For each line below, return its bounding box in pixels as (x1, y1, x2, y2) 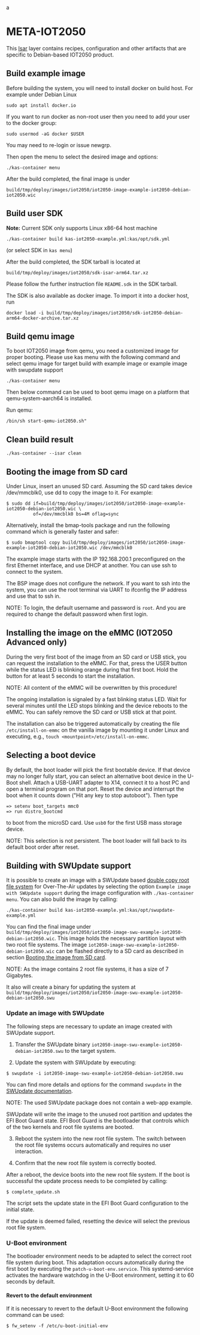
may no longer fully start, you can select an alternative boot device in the (6, 773, 187, 780)
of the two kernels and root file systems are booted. (6, 1123, 134, 1130)
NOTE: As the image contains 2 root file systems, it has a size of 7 (6, 965, 169, 973)
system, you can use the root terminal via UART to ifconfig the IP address (6, 586, 187, 593)
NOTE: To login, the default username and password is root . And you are (6, 604, 186, 611)
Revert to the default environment (6, 1292, 92, 1299)
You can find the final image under (6, 923, 92, 930)
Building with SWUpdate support (6, 861, 132, 871)
